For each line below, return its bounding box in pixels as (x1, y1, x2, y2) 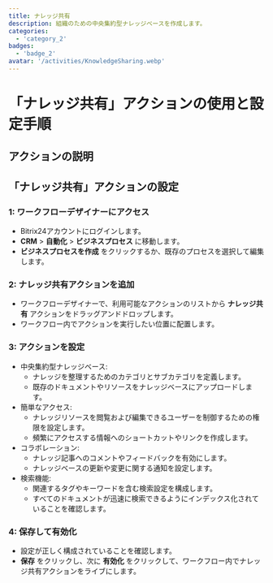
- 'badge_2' (15, 50, 57, 58)
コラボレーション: (19, 443, 80, 452)
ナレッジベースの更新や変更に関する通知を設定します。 (32, 463, 217, 473)
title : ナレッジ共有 (8, 11, 71, 20)
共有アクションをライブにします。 (27, 566, 141, 577)
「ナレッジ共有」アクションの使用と (8, 95, 250, 114)
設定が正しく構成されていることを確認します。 (19, 546, 176, 556)
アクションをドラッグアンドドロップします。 (29, 309, 179, 319)
